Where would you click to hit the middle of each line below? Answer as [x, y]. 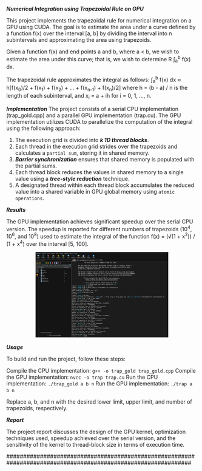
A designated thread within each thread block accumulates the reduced [105, 185]
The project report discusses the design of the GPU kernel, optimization [96, 432]
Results [16, 209]
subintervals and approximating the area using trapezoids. [79, 40]
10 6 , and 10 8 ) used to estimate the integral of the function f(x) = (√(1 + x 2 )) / [101, 236]
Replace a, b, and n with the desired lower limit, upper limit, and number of [99, 402]
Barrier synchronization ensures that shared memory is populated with [105, 159]
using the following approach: [43, 128]
